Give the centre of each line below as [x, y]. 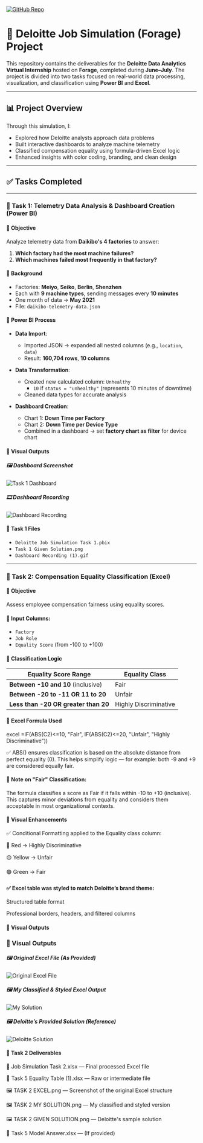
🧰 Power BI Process [31, 320]
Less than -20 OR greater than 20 [60, 704]
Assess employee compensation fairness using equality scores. [85, 604]
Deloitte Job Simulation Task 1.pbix [63, 542]
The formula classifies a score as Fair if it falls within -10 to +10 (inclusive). [99, 793]
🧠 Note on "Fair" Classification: [47, 779]
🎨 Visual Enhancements [37, 820]
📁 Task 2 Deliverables [34, 1053]
